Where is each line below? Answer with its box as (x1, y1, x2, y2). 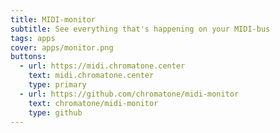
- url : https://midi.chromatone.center (19, 61, 186, 71)
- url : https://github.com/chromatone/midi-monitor (19, 89, 240, 99)
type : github (28, 107, 83, 118)
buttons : (10, 52, 47, 62)
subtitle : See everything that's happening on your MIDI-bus (10, 24, 271, 34)
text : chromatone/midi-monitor (28, 98, 159, 108)
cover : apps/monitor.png (10, 42, 114, 53)
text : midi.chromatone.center (28, 71, 155, 81)
